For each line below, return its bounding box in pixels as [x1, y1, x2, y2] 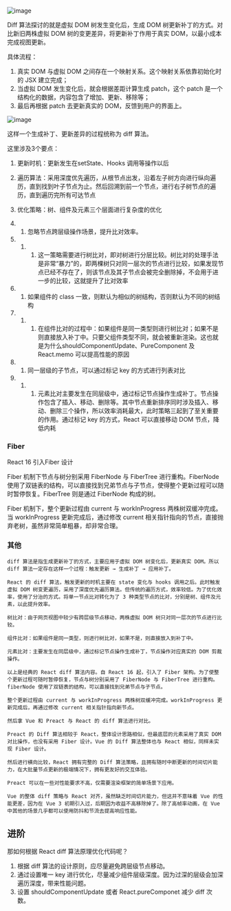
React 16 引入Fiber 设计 [7, 458, 74, 467]
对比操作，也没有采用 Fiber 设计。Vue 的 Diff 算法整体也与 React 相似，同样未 [7, 738, 214, 745]
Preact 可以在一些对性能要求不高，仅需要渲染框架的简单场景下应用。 [7, 779, 177, 786]
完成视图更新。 [7, 38, 49, 46]
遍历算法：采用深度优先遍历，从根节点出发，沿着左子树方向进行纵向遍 [16, 174, 217, 182]
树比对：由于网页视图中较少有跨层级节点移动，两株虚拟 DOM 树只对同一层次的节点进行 [7, 614, 217, 621]
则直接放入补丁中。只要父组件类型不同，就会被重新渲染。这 [37, 333, 207, 341]
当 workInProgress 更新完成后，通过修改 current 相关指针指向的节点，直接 [7, 513, 218, 522]
